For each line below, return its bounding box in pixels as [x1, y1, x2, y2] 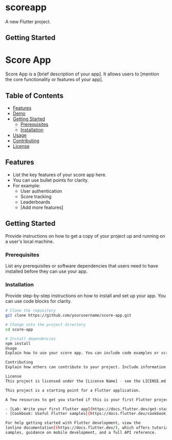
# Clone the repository [5, 308, 56, 313]
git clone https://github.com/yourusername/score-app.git [5, 313, 132, 318]
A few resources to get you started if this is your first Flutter [5, 397, 153, 402]
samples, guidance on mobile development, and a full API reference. [5, 430, 157, 435]
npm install [5, 341, 31, 346]
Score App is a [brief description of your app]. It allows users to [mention [5, 71, 160, 77]
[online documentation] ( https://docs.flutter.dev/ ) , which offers [5, 425, 150, 430]
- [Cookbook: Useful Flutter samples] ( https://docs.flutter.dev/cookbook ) [5, 411, 168, 416]
